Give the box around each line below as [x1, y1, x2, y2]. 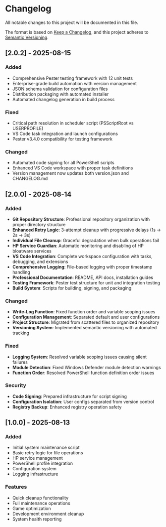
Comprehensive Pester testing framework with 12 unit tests [12, 75, 133, 81]
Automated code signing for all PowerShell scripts [12, 160, 115, 166]
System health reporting [12, 516, 62, 522]
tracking [12, 330, 30, 336]
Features [5, 484, 27, 491]
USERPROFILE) [12, 125, 44, 131]
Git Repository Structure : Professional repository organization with [12, 216, 150, 222]
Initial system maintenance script [12, 444, 80, 451]
